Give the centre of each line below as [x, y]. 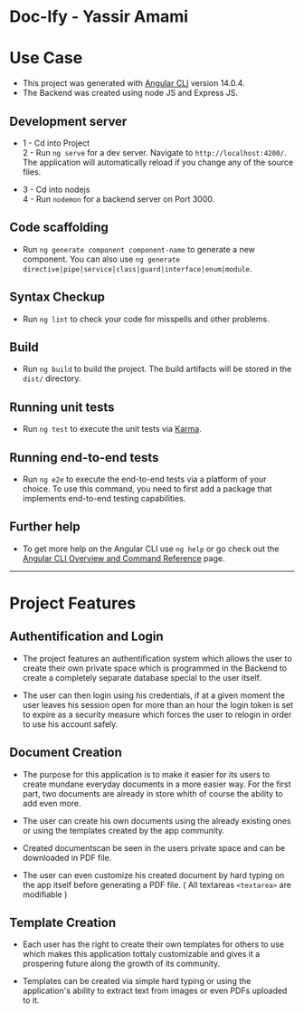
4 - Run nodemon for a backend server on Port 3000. [119, 199]
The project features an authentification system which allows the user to [157, 658]
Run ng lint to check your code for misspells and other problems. [146, 319]
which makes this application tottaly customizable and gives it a [141, 954]
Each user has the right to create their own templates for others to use [153, 944]
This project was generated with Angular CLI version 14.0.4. [134, 83]
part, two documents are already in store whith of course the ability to [152, 793]
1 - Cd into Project [56, 143]
